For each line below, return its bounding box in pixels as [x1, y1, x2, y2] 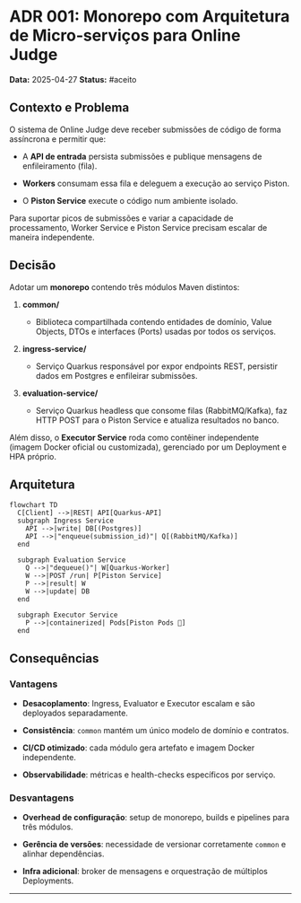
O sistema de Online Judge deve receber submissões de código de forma [9, 124, 282, 135]
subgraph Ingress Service [17, 516, 115, 526]
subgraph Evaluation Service [17, 556, 126, 565]
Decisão [9, 258, 56, 273]
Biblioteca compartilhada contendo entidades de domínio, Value [35, 316, 272, 327]
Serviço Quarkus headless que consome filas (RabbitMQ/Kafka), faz [35, 405, 288, 416]
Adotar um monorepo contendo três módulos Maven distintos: [9, 281, 240, 293]
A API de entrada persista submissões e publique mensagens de [21, 151, 262, 162]
